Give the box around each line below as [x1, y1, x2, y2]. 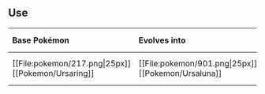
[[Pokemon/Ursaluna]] [138, 67, 222, 78]
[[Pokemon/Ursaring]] [12, 67, 95, 78]
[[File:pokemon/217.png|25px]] [12, 58, 132, 69]
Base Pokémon [12, 35, 69, 46]
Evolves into [138, 35, 186, 46]
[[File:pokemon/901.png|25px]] [138, 58, 258, 69]
